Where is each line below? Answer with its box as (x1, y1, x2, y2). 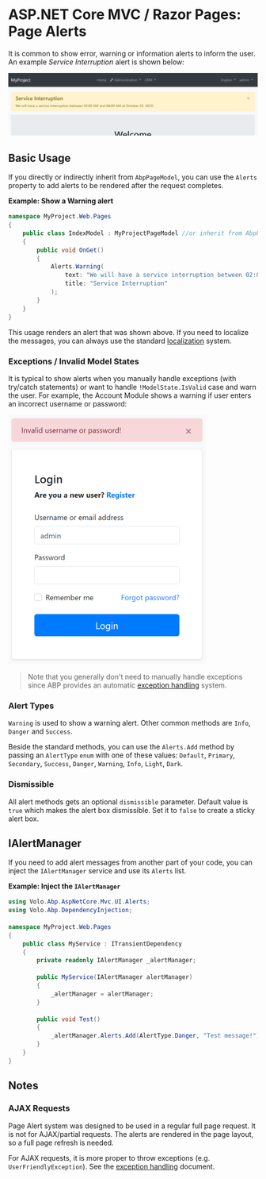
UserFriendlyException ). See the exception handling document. (8, 1162, 215, 1171)
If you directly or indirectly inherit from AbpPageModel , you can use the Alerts (8, 172, 257, 182)
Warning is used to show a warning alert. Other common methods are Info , (8, 719, 251, 728)
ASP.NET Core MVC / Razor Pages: (8, 6, 241, 24)
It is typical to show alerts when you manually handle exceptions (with (8, 373, 237, 383)
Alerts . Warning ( (50, 263, 104, 271)
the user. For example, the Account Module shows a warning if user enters (8, 391, 252, 400)
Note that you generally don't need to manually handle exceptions (27, 672, 243, 681)
